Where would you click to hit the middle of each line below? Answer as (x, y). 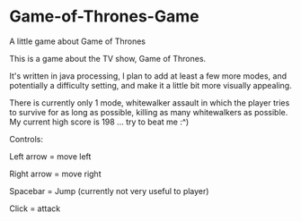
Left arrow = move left (50, 156)
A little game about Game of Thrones (78, 41)
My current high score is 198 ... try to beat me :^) (99, 122)
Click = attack (35, 208)
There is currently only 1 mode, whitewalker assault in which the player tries (150, 102)
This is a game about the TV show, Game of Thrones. (108, 58)
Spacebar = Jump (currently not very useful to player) (109, 191)
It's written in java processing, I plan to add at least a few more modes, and (148, 76)
